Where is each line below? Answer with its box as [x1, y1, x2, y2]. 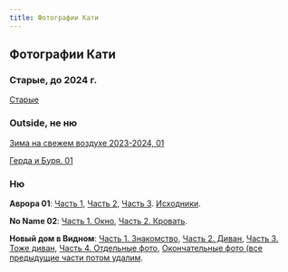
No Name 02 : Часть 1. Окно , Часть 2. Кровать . [9, 215, 188, 226]
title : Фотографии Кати [9, 13, 100, 23]
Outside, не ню [9, 117, 78, 129]
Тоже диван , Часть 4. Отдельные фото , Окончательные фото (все [9, 242, 263, 253]
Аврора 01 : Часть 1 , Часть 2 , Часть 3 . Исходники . [9, 198, 201, 209]
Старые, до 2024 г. [9, 73, 98, 86]
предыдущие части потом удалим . [9, 252, 143, 263]
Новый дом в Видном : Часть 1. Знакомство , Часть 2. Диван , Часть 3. [9, 232, 279, 244]
